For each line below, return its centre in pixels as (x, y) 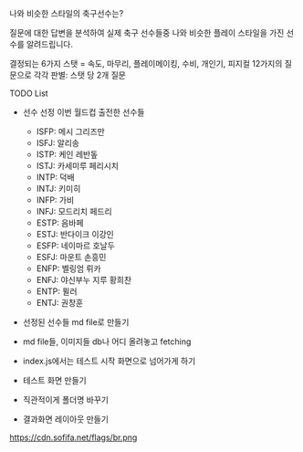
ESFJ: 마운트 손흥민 (71, 257)
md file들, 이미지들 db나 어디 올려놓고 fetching (107, 342)
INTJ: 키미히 (58, 189)
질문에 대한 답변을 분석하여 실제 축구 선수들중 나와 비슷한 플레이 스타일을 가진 (147, 33)
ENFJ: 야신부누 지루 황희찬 (84, 280)
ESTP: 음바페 (60, 223)
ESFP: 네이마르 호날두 (76, 246)
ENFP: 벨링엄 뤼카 (69, 268)
